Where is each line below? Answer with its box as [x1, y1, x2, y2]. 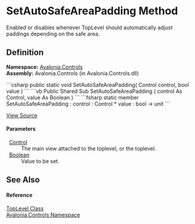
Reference [6, 191, 33, 198]
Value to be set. [21, 157, 60, 164]
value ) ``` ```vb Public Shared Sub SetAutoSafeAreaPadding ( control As [6, 88, 182, 95]
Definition [6, 48, 44, 58]
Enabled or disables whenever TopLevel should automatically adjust [6, 24, 173, 31]
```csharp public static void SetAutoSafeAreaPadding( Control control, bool [6, 81, 189, 88]
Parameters [6, 125, 36, 132]
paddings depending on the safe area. [6, 30, 100, 37]
